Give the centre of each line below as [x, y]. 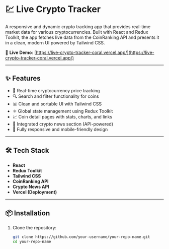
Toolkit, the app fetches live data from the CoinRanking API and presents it [82, 37]
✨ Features [23, 78]
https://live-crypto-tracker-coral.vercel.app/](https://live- [95, 52]
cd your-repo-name [32, 242]
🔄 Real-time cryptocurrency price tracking [56, 90]
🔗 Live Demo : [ [21, 52]
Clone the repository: [34, 228]
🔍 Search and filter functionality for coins [56, 96]
